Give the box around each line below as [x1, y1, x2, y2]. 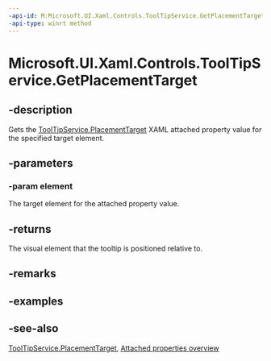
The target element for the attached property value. [8, 199, 180, 209]
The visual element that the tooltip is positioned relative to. [8, 243, 203, 253]
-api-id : [8, 11, 38, 20]
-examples [8, 294, 64, 308]
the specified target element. [8, 133, 105, 143]
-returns [8, 222, 52, 236]
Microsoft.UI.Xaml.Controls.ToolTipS [8, 54, 261, 73]
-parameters [8, 156, 73, 170]
